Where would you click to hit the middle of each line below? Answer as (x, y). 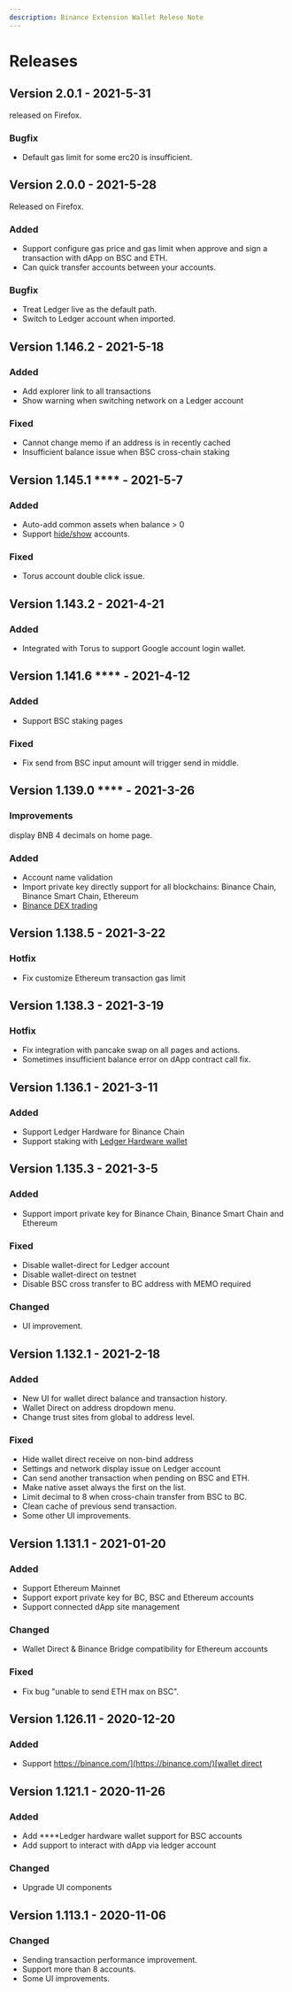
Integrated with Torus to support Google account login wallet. (134, 648)
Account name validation (67, 877)
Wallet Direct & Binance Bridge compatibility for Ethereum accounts (145, 1649)
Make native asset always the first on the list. (104, 1488)
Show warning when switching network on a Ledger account (133, 401)
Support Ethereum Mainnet (71, 1588)
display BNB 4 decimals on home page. (81, 835)
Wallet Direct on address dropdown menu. (99, 1407)
